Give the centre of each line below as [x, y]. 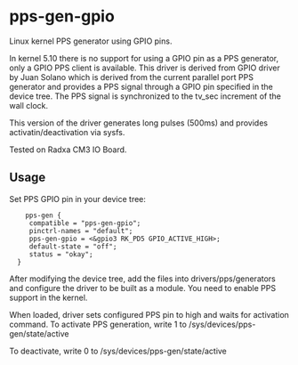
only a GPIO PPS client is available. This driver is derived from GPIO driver [145, 68]
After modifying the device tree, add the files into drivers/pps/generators [142, 279]
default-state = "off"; [73, 247]
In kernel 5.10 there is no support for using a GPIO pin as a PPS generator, [144, 58]
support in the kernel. [48, 297]
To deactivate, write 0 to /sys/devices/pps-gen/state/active [118, 351]
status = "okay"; [61, 254]
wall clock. [29, 105]
